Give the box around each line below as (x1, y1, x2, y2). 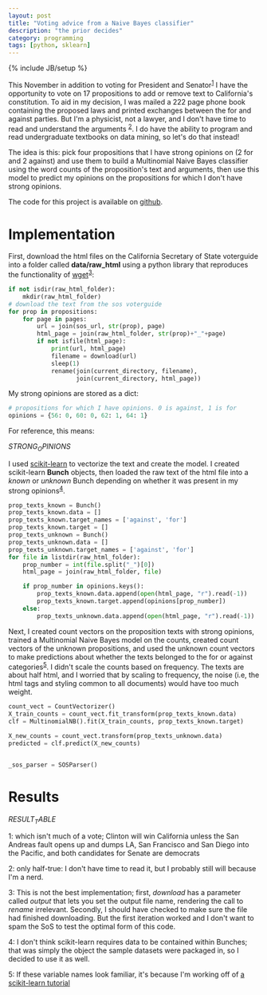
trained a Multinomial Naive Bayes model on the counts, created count (8, 635, 239, 644)
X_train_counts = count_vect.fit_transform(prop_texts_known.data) (8, 710, 238, 719)
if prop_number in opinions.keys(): (22, 582, 145, 591)
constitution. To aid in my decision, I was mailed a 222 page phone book (8, 97, 245, 106)
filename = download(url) (50, 352, 137, 360)
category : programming (8, 34, 84, 42)
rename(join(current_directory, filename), (50, 367, 198, 375)
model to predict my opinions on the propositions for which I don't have (8, 173, 243, 183)
